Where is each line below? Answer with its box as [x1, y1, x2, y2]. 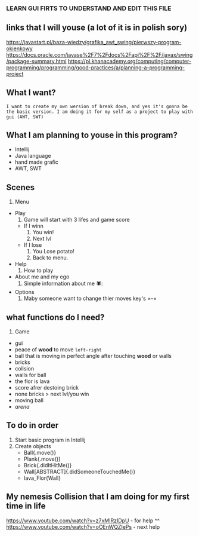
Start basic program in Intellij [14, 436, 86, 443]
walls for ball [14, 371, 46, 378]
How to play [23, 267, 54, 274]
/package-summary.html [6, 57, 67, 65]
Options [14, 289, 35, 296]
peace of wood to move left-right [14, 345, 102, 353]
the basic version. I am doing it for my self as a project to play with [6, 109, 194, 115]
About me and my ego [14, 273, 70, 280]
